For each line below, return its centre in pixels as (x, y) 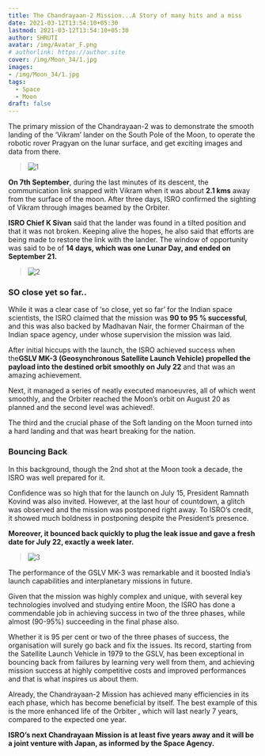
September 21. (33, 256)
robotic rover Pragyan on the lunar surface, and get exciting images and (125, 143)
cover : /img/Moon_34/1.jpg (53, 60)
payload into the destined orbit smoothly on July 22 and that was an (122, 367)
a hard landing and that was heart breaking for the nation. (102, 431)
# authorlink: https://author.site (67, 52)
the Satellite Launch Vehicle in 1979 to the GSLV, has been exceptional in (126, 653)
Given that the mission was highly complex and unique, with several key (125, 596)
